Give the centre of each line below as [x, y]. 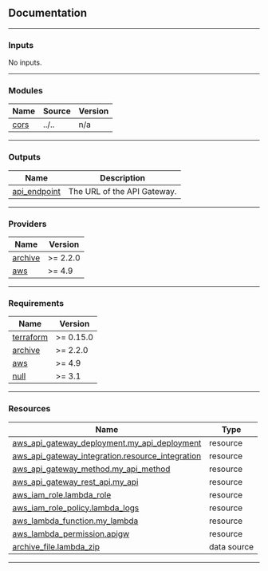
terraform [30, 337]
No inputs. [25, 62]
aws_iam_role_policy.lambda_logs [76, 508]
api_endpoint [37, 191]
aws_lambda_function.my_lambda [75, 521]
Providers [28, 224]
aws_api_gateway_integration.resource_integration [107, 456]
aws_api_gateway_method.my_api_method [91, 469]
